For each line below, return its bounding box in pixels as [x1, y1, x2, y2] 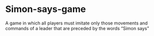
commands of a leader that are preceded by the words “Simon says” [5, 25, 149, 31]
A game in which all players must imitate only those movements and [5, 20, 148, 26]
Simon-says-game [5, 3, 86, 15]
